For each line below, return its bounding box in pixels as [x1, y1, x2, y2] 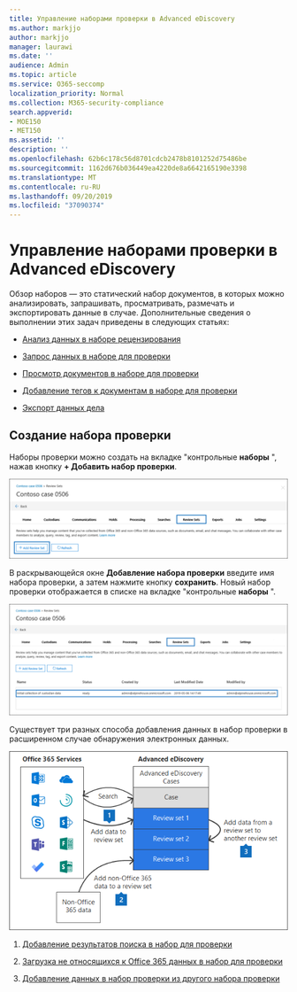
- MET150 [9, 127, 42, 136]
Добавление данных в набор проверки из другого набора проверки [21, 973, 280, 983]
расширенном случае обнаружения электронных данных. [9, 733, 230, 744]
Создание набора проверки [9, 428, 171, 443]
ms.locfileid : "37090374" [9, 201, 104, 210]
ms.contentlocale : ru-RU [9, 182, 101, 191]
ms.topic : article [9, 71, 77, 80]
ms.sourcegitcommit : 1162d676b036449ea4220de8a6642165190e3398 [9, 164, 247, 173]
